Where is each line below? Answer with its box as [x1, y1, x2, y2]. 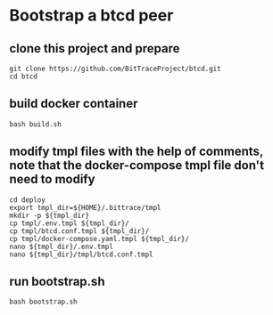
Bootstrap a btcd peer [9, 5, 174, 26]
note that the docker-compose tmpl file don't [9, 157, 265, 174]
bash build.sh [9, 119, 62, 129]
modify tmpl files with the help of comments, [9, 144, 263, 159]
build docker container [9, 96, 138, 111]
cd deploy [9, 195, 46, 205]
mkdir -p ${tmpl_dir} [9, 211, 90, 220]
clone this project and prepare [9, 41, 180, 56]
